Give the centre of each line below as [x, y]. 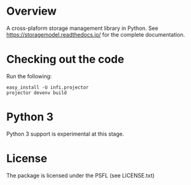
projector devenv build [37, 93]
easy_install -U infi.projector [47, 87]
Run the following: [29, 76]
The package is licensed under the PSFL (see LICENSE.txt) [81, 175]
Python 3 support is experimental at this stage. [65, 134]
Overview [32, 11]
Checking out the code [65, 60]
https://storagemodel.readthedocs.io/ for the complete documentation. [96, 34]
